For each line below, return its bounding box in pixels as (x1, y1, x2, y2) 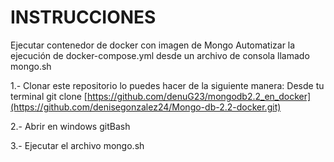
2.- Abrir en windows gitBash (10, 120, 131, 132)
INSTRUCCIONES (10, 6, 157, 29)
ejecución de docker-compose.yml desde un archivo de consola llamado (10, 49, 310, 61)
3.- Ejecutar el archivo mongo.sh (10, 139, 145, 151)
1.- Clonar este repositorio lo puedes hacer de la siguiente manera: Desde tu (10, 79, 325, 91)
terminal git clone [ (10, 90, 88, 102)
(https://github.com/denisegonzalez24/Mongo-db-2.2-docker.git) (10, 101, 282, 113)
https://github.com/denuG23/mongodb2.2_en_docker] (86, 90, 312, 102)
